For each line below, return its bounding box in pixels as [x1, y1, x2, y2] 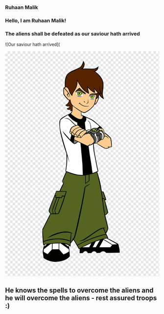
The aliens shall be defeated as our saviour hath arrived [5, 30, 141, 37]
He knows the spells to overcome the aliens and [5, 286, 154, 294]
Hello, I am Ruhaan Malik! [5, 17, 67, 24]
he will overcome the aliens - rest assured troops [5, 294, 157, 302]
